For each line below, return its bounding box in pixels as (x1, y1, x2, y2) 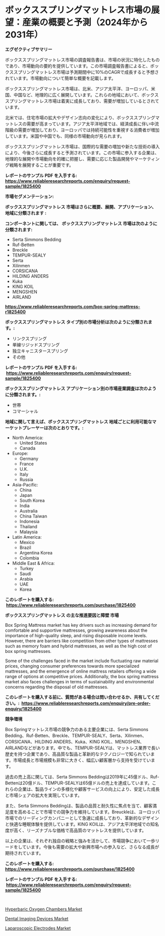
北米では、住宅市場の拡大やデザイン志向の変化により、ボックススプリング (5, 114, 156, 121)
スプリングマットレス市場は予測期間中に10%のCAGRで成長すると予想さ (13, 69, 159, 75)
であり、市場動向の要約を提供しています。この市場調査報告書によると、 (5, 63, 151, 69)
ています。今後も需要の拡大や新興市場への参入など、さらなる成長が (22, 844, 160, 850)
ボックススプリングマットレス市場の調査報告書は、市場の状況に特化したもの (5, 57, 160, 63)
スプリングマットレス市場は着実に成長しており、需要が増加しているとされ (5, 98, 155, 104)
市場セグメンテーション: (5, 193, 54, 199)
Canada (19, 445, 36, 451)
